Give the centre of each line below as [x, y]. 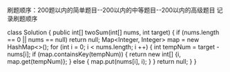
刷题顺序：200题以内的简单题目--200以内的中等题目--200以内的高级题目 [111, 10]
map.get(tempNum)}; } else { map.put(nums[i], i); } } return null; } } [102, 61]
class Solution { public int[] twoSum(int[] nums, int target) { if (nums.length [113, 32]
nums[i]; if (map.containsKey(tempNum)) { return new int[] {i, [94, 54]
